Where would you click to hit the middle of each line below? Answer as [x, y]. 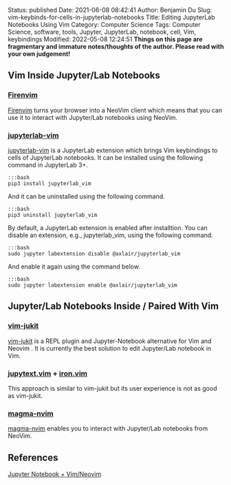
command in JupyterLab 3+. [48, 165]
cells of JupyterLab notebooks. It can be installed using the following [106, 157]
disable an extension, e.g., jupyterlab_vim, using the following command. [111, 235]
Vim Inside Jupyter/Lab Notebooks [84, 75]
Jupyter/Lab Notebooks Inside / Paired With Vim [113, 306]
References [33, 457]
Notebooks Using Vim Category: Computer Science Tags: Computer [104, 24]
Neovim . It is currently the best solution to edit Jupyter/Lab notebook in [110, 348]
